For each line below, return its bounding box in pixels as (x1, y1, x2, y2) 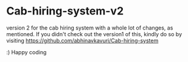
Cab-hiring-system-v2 (6, 4, 124, 18)
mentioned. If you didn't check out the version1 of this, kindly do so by (6, 30, 183, 37)
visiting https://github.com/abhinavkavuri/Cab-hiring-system (6, 37, 159, 44)
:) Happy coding (6, 48, 47, 55)
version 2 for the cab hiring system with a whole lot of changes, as (6, 24, 173, 31)
